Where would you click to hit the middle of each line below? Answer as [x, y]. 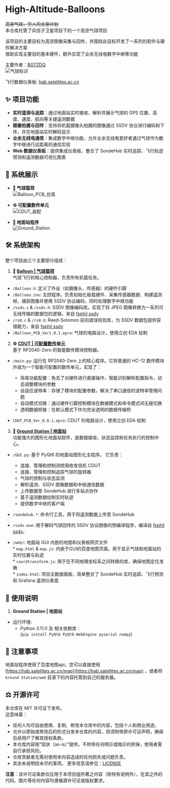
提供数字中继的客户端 [42, 503]
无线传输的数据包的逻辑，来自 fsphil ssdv [55, 314]
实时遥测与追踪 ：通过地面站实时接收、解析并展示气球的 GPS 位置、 [83, 112]
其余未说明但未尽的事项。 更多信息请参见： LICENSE [67, 763]
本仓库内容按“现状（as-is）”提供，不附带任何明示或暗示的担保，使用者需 [87, 744]
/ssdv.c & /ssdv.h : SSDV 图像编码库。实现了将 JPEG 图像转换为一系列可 [88, 307]
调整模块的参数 [40, 384]
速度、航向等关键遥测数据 [48, 119]
